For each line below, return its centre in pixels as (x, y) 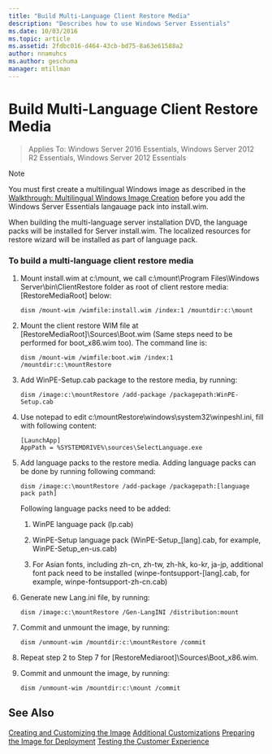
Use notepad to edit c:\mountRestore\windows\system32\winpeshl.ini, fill (142, 416)
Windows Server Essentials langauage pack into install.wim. (108, 206)
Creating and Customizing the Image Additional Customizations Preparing (132, 732)
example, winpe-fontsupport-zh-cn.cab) (100, 582)
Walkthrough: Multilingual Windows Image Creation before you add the (127, 198)
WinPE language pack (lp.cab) (83, 524)
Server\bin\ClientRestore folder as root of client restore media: (124, 286)
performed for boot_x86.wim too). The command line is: (114, 342)
